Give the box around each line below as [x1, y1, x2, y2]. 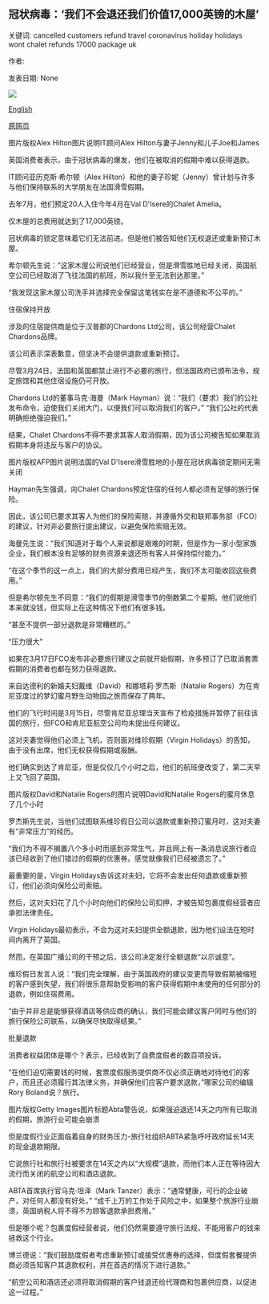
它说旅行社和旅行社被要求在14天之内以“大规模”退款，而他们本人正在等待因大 [8, 1159, 261, 1168]
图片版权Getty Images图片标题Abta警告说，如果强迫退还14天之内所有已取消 [8, 1104, 258, 1114]
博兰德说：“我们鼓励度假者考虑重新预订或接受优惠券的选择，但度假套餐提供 [8, 1249, 258, 1259]
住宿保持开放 [8, 304, 50, 314]
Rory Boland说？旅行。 [8, 1087, 84, 1097]
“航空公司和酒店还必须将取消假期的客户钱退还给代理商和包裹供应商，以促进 [8, 1277, 258, 1286]
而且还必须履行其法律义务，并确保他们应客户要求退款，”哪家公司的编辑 [22, 1077, 254, 1086]
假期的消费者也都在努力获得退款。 [8, 663, 121, 673]
